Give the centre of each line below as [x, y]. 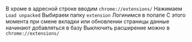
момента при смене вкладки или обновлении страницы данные [88, 21]
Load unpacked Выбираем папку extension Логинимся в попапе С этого [96, 15]
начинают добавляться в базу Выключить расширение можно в [88, 28]
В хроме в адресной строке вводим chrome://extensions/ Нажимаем [94, 9]
